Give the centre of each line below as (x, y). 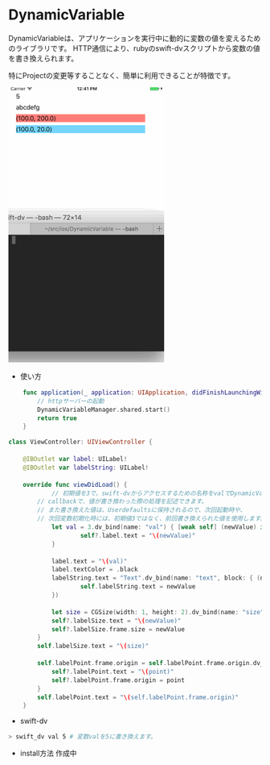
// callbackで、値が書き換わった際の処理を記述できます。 (122, 501)
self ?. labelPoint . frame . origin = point (118, 680)
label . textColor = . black (94, 570)
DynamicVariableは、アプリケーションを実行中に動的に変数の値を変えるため (135, 38)
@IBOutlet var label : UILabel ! (75, 459)
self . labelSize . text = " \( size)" (93, 647)
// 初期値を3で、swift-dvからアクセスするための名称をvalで (141, 493)
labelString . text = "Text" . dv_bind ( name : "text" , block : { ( (156, 578)
